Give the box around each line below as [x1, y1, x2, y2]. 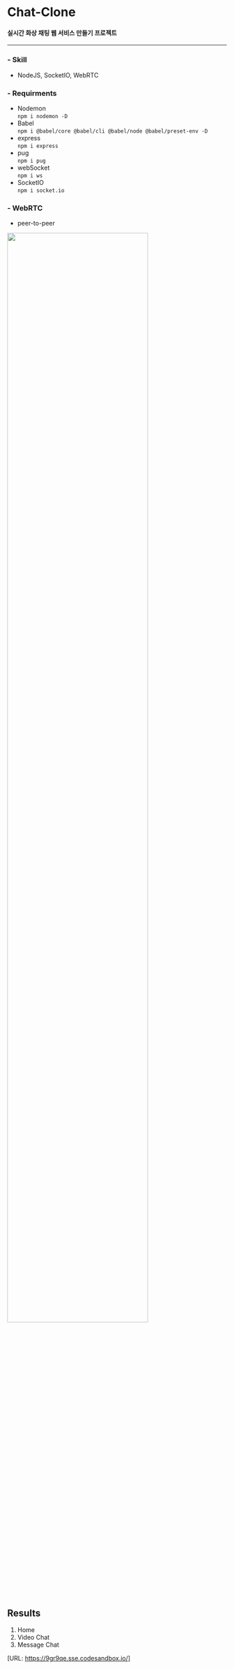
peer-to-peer [17, 219, 56, 228]
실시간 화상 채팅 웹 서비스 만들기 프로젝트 [7, 29, 117, 37]
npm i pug [17, 157, 47, 164]
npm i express [17, 142, 58, 149]
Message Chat [17, 1640, 59, 1649]
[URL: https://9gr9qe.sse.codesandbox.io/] [7, 1654, 131, 1663]
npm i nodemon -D [17, 112, 68, 119]
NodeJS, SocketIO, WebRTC [17, 71, 99, 79]
